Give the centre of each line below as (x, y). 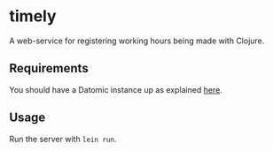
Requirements (49, 68)
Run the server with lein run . (63, 139)
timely (33, 16)
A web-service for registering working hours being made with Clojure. (137, 41)
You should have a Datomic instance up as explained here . (116, 89)
